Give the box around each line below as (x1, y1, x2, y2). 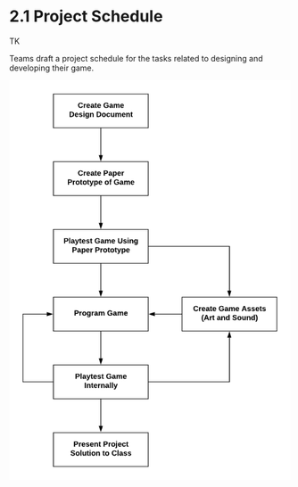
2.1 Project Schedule (9, 6, 163, 27)
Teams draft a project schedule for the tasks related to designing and (9, 53, 263, 63)
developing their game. (9, 62, 95, 73)
